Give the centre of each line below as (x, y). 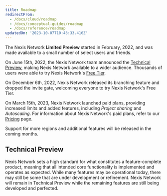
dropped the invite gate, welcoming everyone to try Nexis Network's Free (81, 88)
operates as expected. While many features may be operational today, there (83, 172)
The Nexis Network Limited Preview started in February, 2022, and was (79, 47)
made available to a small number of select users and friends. (68, 52)
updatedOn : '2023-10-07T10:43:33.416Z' (47, 33)
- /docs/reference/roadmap (38, 28)
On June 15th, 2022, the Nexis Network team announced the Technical (78, 62)
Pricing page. (19, 119)
